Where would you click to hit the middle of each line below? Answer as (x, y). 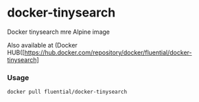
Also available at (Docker (42, 45)
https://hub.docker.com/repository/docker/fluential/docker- (108, 52)
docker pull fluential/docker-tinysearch (67, 92)
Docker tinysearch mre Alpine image (58, 32)
